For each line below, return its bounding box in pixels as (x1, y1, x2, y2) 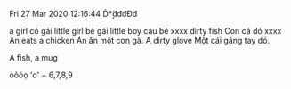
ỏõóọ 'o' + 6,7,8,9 (9, 69, 73, 80)
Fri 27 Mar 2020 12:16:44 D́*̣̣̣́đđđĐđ (9, 9, 138, 19)
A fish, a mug (9, 53, 58, 62)
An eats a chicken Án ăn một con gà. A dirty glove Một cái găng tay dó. (9, 36, 270, 45)
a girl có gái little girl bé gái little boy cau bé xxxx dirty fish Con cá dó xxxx (9, 26, 282, 36)
